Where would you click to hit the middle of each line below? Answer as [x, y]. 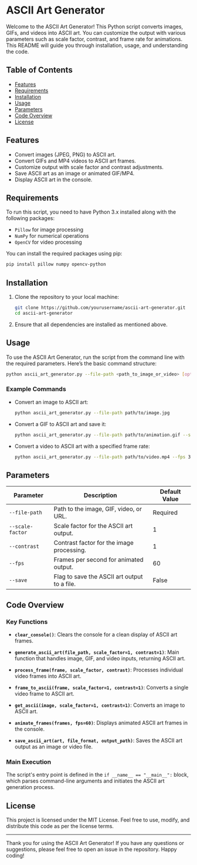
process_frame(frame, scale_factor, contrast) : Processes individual [99, 670]
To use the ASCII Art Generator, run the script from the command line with [95, 357]
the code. [18, 51]
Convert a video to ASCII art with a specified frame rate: [82, 446]
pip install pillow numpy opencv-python [56, 265]
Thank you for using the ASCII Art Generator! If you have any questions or [95, 843]
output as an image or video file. [53, 746]
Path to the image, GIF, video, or [98, 509]
